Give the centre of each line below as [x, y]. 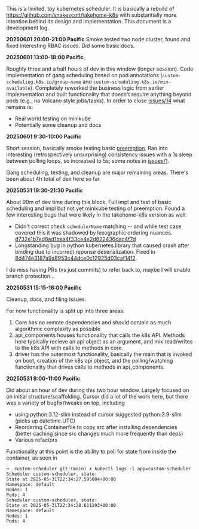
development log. [28, 28]
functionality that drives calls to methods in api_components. [90, 367]
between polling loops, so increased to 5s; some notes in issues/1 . [88, 161]
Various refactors [36, 440]
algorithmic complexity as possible [57, 329]
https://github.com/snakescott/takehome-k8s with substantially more [91, 15]
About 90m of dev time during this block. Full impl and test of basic [89, 202]
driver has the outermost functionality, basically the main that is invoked [103, 354]
